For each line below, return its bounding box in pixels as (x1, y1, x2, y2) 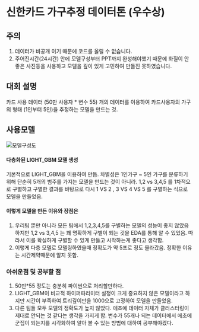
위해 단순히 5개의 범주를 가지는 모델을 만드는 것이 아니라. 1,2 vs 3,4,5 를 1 (6, 178, 176, 185)
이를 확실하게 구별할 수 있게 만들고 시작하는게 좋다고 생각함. (26, 237, 164, 244)
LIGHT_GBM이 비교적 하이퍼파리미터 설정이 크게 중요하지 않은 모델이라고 (14, 290, 184, 297)
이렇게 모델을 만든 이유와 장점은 (6, 207, 78, 215)
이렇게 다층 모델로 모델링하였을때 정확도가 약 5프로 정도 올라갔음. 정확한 (14, 244, 181, 251)
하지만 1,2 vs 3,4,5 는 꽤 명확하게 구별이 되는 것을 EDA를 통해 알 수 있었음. (14, 229, 187, 237)
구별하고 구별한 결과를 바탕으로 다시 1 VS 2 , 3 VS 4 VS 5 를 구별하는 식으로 (12, 185, 188, 193)
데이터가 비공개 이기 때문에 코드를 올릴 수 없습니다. (14, 48, 132, 55)
